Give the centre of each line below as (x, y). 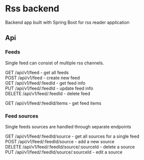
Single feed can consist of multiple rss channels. (55, 63)
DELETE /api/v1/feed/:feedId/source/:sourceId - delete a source (70, 147)
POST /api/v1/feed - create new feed (43, 78)
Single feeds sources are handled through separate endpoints (68, 126)
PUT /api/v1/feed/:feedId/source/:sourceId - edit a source (64, 152)
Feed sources (22, 116)
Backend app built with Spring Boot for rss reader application (67, 22)
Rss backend (32, 9)
